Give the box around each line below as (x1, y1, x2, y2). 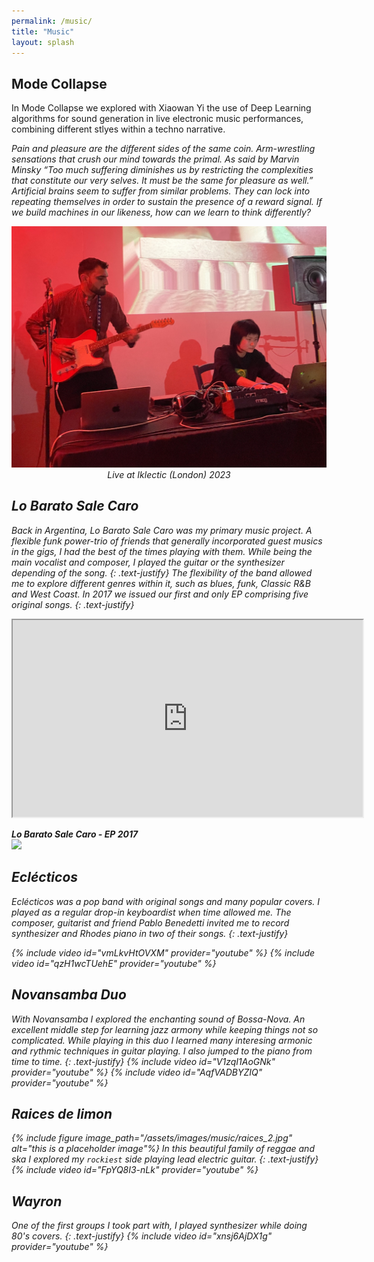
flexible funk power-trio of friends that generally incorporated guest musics (11, 535, 323, 547)
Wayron (11, 1193, 63, 1210)
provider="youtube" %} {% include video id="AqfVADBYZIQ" (11, 1066, 263, 1078)
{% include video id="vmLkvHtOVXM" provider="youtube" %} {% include (11, 946, 316, 959)
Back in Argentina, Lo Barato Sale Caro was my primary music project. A (11, 524, 313, 536)
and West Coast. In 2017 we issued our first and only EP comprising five (11, 588, 309, 600)
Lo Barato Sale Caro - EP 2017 (11, 828, 139, 840)
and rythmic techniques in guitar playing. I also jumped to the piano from (11, 1045, 313, 1057)
